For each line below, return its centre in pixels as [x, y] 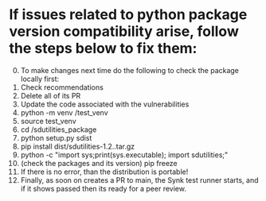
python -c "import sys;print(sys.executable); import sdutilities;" [124, 155]
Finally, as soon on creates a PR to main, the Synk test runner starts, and [139, 180]
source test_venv [48, 121]
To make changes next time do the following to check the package [130, 70]
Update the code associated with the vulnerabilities [105, 104]
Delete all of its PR [51, 95]
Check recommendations [62, 87]
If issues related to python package [128, 15]
